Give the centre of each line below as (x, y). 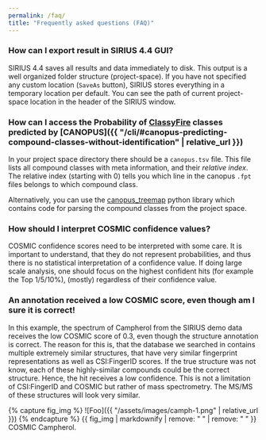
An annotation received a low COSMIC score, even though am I (132, 300)
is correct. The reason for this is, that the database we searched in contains (132, 344)
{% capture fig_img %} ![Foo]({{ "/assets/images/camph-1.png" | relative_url (133, 410)
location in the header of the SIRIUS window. (103, 101)
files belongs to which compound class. (73, 185)
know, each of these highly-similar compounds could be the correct (119, 369)
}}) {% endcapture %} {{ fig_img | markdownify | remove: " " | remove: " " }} (132, 419)
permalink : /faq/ (37, 15)
